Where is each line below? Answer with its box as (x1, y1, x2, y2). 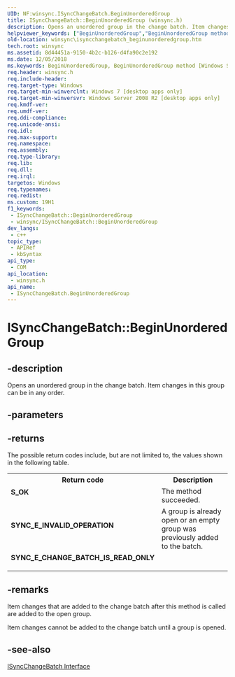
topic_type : (7, 238, 42, 245)
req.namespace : (7, 141, 52, 148)
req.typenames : (7, 186, 52, 193)
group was (161, 524, 197, 534)
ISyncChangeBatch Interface (7, 662, 91, 671)
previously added (161, 533, 219, 543)
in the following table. (7, 459, 69, 467)
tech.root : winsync (7, 43, 64, 50)
